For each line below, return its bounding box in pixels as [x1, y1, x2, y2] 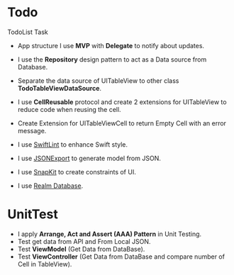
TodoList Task [7, 28, 48, 36]
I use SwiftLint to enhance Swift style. [17, 140, 128, 149]
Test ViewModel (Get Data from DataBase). [17, 245, 145, 253]
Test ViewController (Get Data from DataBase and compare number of [17, 252, 225, 261]
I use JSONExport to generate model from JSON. [17, 154, 161, 162]
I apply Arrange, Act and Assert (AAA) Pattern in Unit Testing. [17, 230, 202, 238]
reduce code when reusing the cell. [17, 105, 122, 113]
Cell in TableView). [17, 259, 72, 268]
